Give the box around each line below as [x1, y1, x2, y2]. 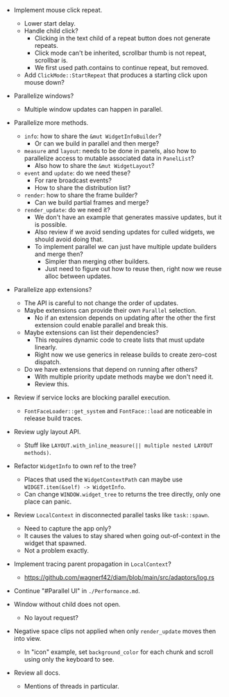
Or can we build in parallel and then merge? [34, 139, 160, 148]
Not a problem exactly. [24, 547, 89, 554]
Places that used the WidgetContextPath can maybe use [24, 475, 183, 483]
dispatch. [34, 358, 62, 366]
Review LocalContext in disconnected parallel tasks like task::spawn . [13, 511, 210, 519]
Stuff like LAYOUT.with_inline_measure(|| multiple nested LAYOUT [24, 441, 213, 449]
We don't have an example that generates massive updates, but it [34, 213, 222, 221]
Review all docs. [13, 669, 61, 677]
